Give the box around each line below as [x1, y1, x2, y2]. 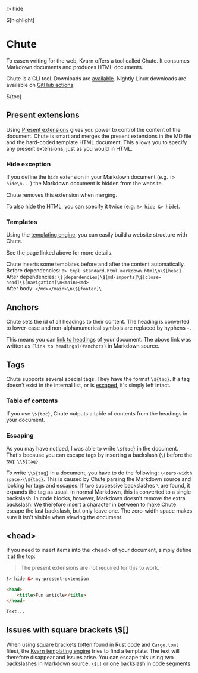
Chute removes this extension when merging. [6, 191, 118, 199]
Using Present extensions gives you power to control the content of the [6, 126, 181, 133]
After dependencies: [6, 274, 56, 281]
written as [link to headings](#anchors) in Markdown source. [6, 342, 159, 349]
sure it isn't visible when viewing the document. [6, 513, 123, 520]
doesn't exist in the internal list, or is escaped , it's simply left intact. [6, 382, 171, 389]
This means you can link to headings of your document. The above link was [6, 336, 191, 343]
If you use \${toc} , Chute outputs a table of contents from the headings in [6, 410, 188, 417]
